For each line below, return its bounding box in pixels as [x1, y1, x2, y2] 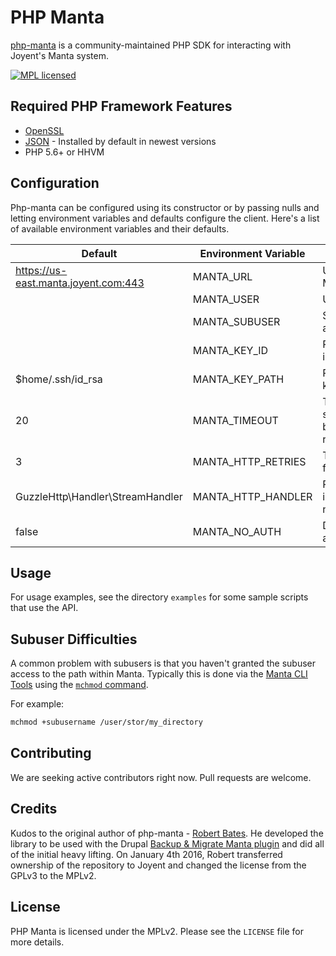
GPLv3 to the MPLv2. [10, 869, 97, 881]
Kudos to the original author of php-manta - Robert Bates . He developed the [10, 827, 324, 839]
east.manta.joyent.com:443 [15, 276, 145, 290]
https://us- [15, 263, 68, 277]
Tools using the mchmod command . [10, 679, 149, 691]
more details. [10, 936, 65, 948]
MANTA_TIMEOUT [192, 413, 279, 427]
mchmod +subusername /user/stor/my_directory [10, 717, 203, 728]
